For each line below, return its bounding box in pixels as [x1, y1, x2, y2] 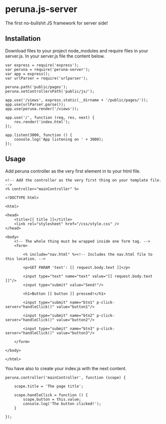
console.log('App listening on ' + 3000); [14, 137, 104, 142]
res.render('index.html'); [14, 119, 70, 124]
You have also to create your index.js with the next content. [5, 365, 127, 371]
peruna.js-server [5, 3, 78, 15]
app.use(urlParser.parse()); [5, 102, 66, 107]
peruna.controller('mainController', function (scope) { [5, 375, 126, 380]
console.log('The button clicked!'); [23, 401, 101, 406]
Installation [5, 34, 41, 43]
